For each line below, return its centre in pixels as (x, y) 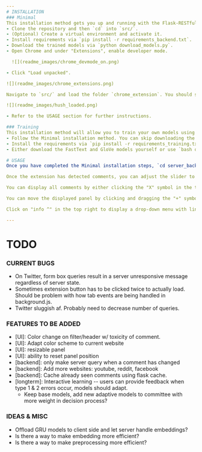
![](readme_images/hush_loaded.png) (52, 105)
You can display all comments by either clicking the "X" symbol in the (99, 188)
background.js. (33, 302)
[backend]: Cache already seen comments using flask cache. (91, 375)
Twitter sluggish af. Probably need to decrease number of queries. (97, 308)
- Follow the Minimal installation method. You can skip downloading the (101, 138)
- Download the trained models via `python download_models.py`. (90, 46)
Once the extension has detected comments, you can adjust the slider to (101, 177)
